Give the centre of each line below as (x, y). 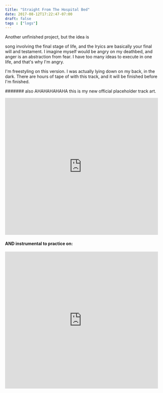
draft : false (18, 19)
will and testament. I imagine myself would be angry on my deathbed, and (79, 52)
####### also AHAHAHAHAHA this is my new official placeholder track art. (81, 91)
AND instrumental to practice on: (39, 243)
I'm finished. (17, 82)
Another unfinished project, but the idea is (47, 37)
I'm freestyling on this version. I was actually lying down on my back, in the (80, 72)
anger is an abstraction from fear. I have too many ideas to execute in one (79, 57)
